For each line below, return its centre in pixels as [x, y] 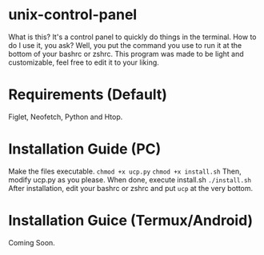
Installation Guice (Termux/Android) [131, 221]
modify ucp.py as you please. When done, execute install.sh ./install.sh [130, 179]
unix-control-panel [73, 15]
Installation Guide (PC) [85, 149]
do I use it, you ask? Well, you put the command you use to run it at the [125, 45]
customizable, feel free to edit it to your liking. [84, 62]
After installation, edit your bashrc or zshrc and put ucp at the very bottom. [131, 188]
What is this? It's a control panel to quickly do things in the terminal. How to [132, 37]
